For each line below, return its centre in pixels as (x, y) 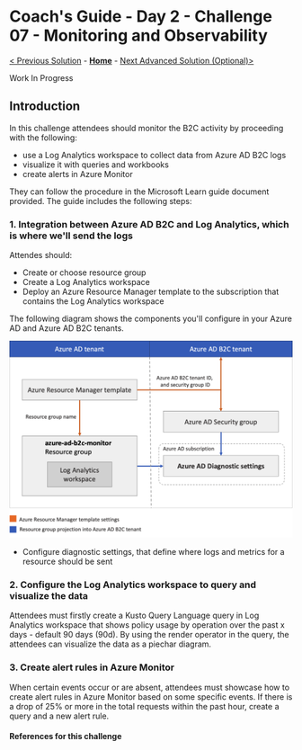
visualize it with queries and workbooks (95, 165)
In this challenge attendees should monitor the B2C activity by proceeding (147, 128)
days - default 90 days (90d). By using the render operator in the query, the (149, 635)
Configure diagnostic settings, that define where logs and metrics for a (153, 551)
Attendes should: (41, 255)
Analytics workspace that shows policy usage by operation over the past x (147, 625)
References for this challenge (66, 737)
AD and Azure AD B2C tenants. (67, 328)
